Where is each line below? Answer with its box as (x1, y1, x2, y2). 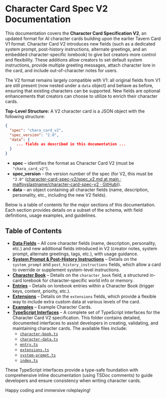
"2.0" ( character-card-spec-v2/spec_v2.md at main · (12, 176, 122, 182)
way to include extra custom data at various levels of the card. (12, 298, 141, 304)
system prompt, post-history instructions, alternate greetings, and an (5, 46, 147, 52)
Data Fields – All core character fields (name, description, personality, (12, 240, 156, 246)
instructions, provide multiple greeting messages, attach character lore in (5, 62, 156, 68)
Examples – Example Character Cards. (12, 304, 92, 310)
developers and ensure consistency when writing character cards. (5, 377, 141, 383)
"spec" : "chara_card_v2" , (9, 128, 64, 133)
